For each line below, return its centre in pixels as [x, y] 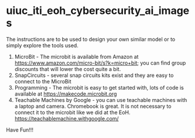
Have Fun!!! [20, 130]
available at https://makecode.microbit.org [66, 94]
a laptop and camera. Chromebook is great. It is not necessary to [93, 106]
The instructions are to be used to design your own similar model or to [91, 39]
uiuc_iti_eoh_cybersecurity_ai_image [98, 11]
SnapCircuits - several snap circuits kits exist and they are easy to [94, 75]
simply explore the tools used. [42, 45]
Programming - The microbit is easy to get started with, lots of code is [99, 87]
